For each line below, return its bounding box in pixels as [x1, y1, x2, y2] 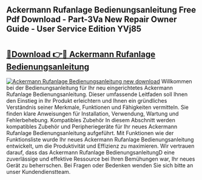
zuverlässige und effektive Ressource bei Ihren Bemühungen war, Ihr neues [6, 155, 195, 162]
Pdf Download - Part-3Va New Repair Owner [6, 15, 177, 25]
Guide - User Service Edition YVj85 [6, 24, 141, 34]
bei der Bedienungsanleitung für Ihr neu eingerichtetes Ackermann [6, 85, 173, 91]
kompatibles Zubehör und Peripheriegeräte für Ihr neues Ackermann [6, 123, 178, 130]
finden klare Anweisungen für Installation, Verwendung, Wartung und [6, 110, 179, 117]
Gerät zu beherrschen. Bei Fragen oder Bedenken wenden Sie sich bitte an [6, 162, 194, 169]
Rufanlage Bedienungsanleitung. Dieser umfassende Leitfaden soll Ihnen [6, 91, 188, 98]
